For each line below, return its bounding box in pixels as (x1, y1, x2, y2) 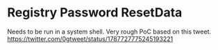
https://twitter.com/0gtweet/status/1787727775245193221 (7, 34, 174, 42)
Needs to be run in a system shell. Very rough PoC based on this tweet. (7, 27, 212, 36)
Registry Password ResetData (7, 5, 183, 21)
